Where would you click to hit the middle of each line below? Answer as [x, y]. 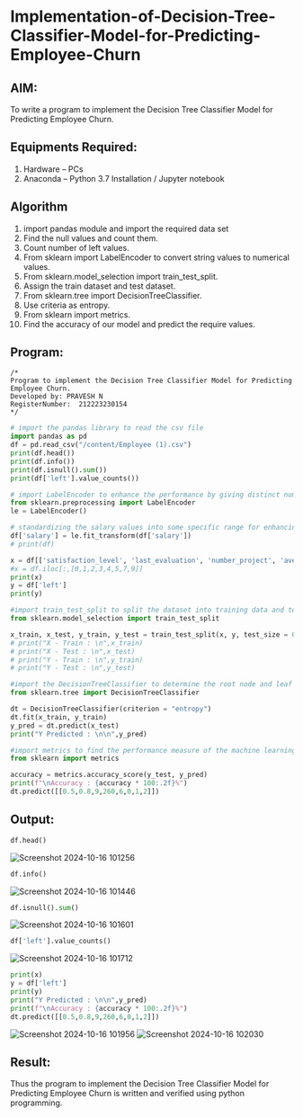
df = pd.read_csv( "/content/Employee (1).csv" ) [101, 445]
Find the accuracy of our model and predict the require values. [139, 324]
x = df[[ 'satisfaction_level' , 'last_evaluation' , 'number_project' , [143, 560]
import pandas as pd [49, 437]
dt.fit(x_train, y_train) [58, 717]
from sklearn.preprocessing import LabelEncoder [103, 503]
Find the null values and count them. [90, 238]
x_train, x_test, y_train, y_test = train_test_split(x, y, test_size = [149, 634]
